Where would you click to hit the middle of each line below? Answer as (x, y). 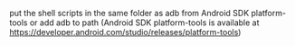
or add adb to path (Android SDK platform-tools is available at (144, 23)
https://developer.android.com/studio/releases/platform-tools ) (125, 32)
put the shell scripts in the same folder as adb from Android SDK (129, 13)
